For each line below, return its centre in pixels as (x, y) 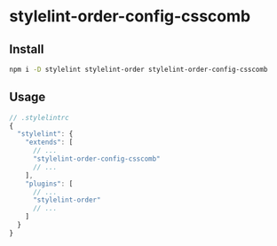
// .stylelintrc (39, 117)
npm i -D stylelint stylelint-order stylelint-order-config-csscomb (138, 69)
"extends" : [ (49, 143)
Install (27, 49)
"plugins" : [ (49, 184)
